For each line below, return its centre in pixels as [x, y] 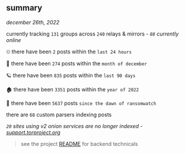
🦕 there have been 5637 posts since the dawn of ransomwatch [81, 103]
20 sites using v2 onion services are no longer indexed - [74, 126]
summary [24, 8]
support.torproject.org [33, 132]
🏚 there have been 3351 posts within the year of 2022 [73, 89]
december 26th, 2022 [33, 22]
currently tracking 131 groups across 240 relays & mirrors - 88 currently [92, 34]
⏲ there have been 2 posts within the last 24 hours [69, 52]
